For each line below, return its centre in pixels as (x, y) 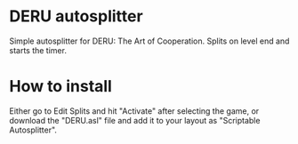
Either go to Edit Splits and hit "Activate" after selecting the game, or (134, 111)
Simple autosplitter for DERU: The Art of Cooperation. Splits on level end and (149, 41)
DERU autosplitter (77, 16)
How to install (61, 87)
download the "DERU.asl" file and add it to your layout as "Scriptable (135, 120)
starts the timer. (38, 50)
